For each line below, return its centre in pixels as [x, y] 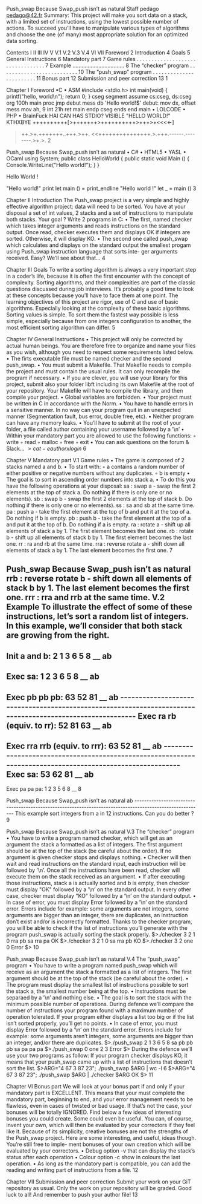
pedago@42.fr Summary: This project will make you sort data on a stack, [97, 15]
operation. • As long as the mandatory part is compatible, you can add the [99, 1163]
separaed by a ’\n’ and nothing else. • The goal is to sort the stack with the [99, 998]
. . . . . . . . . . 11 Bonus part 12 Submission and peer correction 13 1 [87, 78]
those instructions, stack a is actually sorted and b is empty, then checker [98, 883]
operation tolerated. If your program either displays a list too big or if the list [100, 1017]
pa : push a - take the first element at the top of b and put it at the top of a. [99, 512]
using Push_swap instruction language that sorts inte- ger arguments [92, 251]
